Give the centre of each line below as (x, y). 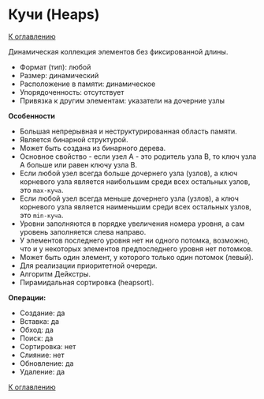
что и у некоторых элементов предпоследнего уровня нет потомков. (136, 248)
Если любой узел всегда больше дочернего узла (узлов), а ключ (128, 173)
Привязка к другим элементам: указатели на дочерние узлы (122, 100)
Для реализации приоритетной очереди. (88, 265)
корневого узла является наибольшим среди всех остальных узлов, (135, 181)
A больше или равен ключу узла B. (78, 164)
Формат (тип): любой (55, 67)
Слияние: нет (42, 355)
